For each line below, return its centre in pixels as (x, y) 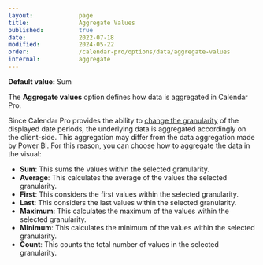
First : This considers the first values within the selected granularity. (129, 194)
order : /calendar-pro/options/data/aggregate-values (119, 52)
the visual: (25, 153)
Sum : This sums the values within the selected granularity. (115, 169)
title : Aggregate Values (72, 23)
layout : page (50, 15)
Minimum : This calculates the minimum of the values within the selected (137, 227)
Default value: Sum (40, 81)
